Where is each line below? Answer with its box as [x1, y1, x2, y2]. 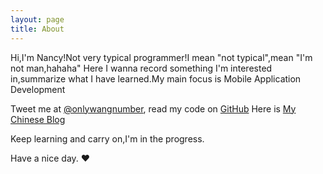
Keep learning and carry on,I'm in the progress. [10, 132, 205, 145]
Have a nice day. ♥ [10, 152, 91, 164]
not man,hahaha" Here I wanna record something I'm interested [10, 62, 273, 74]
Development [10, 83, 66, 95]
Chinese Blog [10, 113, 66, 125]
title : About [10, 24, 65, 34]
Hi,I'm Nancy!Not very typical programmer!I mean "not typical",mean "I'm [10, 51, 313, 63]
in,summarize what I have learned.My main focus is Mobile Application [10, 72, 302, 85]
